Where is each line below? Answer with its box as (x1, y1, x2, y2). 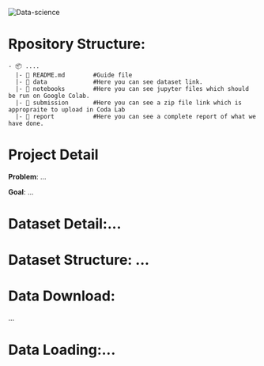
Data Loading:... (8, 341, 116, 359)
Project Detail (8, 146, 99, 164)
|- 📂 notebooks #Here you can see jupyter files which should (15, 85, 249, 92)
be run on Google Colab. (8, 92, 90, 100)
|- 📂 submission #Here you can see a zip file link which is (15, 99, 243, 107)
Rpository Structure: (8, 36, 146, 53)
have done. (8, 119, 44, 127)
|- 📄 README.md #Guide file (15, 71, 133, 79)
